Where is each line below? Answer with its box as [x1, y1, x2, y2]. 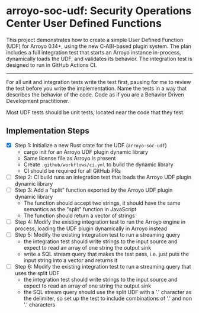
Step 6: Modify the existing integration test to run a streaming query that [14, 263, 191, 270]
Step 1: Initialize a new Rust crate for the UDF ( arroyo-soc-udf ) [14, 141, 167, 149]
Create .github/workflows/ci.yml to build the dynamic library [23, 161, 174, 168]
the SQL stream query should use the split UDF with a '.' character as [23, 289, 192, 296]
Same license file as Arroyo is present [23, 154, 116, 162]
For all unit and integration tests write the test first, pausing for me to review [6, 78, 191, 85]
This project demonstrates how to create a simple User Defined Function [6, 36, 184, 43]
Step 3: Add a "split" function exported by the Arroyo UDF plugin [14, 186, 173, 193]
